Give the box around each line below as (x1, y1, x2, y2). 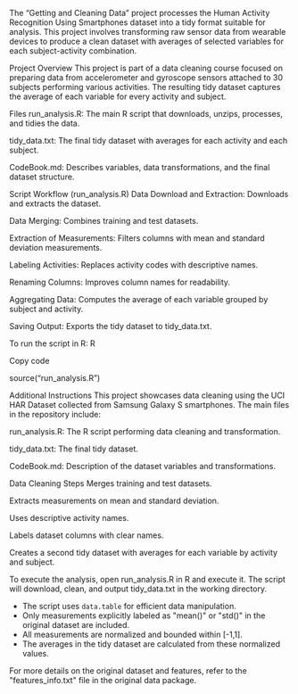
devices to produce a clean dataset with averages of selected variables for (9, 36, 284, 46)
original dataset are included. (21, 620, 130, 630)
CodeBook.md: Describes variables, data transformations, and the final (9, 162, 270, 172)
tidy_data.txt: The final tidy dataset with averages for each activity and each (9, 136, 288, 145)
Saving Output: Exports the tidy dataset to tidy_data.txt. (9, 321, 212, 331)
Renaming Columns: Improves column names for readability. (9, 277, 230, 287)
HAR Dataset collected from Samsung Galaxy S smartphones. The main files (9, 400, 290, 409)
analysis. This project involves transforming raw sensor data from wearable (9, 27, 286, 37)
